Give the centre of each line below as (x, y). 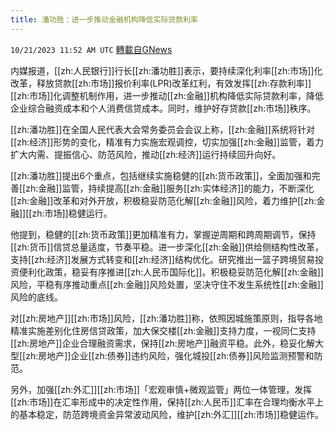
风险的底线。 (36, 297)
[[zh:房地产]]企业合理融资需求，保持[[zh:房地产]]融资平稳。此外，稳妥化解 (162, 343)
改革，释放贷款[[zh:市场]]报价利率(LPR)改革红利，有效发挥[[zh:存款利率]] (161, 83)
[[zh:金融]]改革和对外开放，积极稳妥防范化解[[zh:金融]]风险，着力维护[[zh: (163, 200)
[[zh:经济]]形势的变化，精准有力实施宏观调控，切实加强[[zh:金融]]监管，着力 (167, 142)
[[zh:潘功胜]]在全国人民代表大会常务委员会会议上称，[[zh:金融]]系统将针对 (162, 129)
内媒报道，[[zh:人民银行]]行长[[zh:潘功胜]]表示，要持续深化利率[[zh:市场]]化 (166, 70)
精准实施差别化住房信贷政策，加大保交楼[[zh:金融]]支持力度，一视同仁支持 (163, 330)
